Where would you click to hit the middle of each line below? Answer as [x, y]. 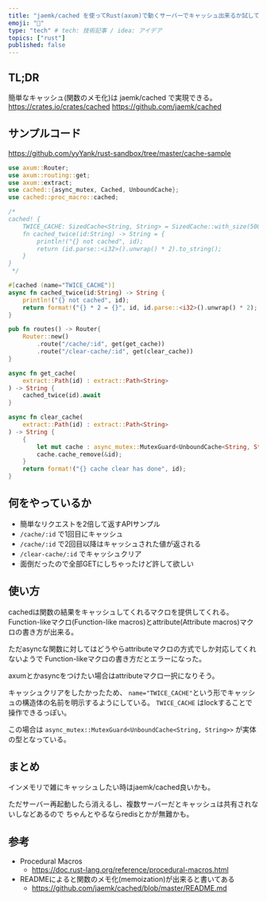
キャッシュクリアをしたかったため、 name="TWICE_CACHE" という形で [118, 692]
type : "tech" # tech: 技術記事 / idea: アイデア [85, 30]
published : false [37, 45]
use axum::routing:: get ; [49, 175]
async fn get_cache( [43, 373]
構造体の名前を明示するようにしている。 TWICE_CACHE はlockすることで [137, 702]
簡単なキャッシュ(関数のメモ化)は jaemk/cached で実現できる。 [112, 97]
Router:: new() [46, 337]
